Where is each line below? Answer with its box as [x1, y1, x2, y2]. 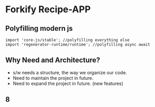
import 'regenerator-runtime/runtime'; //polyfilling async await [5, 42, 150, 47]
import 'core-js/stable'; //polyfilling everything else [5, 37, 130, 42]
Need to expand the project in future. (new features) [12, 80, 124, 87]
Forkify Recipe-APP [5, 4, 91, 15]
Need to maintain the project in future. [12, 75, 94, 81]
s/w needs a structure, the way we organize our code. [12, 69, 127, 75]
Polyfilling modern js [5, 24, 73, 33]
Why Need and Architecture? [5, 56, 101, 65]
